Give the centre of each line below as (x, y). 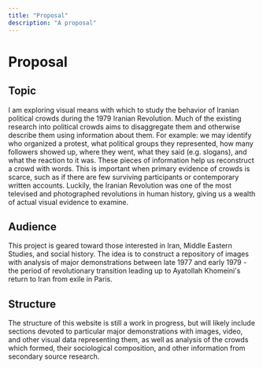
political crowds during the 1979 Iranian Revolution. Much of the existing (125, 118)
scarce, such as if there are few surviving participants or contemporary (124, 177)
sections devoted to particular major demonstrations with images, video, (126, 331)
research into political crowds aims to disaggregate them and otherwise (124, 126)
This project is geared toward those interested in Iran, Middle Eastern (120, 246)
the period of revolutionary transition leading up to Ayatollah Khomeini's (124, 271)
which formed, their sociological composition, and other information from (127, 348)
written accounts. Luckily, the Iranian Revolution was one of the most (120, 185)
